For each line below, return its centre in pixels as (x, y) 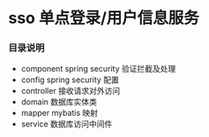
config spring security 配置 (70, 80)
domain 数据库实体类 (59, 102)
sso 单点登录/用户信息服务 (104, 18)
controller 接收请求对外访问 (71, 91)
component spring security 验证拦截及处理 (98, 69)
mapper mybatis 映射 (60, 113)
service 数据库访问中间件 (67, 124)
